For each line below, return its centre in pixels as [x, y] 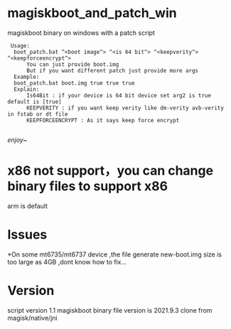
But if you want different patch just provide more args [112, 70]
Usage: [20, 45]
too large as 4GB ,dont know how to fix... [67, 261]
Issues [27, 235]
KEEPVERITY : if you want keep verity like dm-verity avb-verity [125, 108]
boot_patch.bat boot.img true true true [74, 83]
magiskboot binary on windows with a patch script [81, 33]
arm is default [28, 206]
